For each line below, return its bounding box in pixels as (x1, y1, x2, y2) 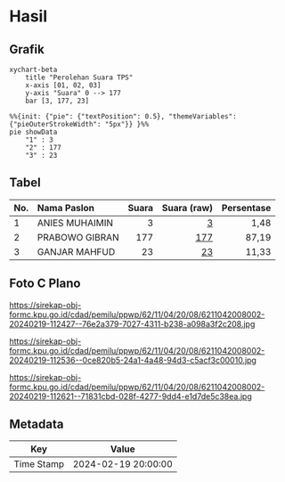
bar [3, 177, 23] (25, 96, 90, 105)
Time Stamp (13, 458, 65, 470)
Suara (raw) (161, 201, 214, 214)
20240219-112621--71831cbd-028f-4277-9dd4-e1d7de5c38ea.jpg (9, 390, 252, 402)
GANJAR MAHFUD (37, 245, 116, 257)
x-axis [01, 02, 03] (25, 81, 102, 90)
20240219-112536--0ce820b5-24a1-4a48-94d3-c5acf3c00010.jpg (9, 355, 256, 365)
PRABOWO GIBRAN (37, 231, 119, 243)
